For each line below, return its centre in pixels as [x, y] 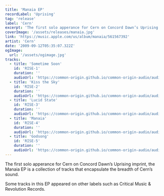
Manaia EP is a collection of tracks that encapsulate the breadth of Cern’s [79, 169]
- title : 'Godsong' [29, 137]
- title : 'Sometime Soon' [36, 64]
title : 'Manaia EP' [25, 10]
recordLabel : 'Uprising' [30, 14]
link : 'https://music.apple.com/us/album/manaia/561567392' [68, 37]
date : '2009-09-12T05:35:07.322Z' [40, 46]
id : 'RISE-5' [27, 141]
